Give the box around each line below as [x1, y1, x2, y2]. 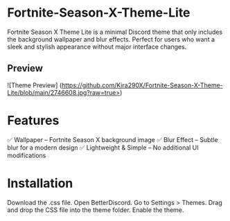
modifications [7, 151, 46, 159]
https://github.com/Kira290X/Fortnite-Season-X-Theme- [61, 81, 223, 89]
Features [7, 112, 60, 128]
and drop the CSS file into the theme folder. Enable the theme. [7, 206, 184, 214]
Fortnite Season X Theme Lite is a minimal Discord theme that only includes [7, 28, 223, 36]
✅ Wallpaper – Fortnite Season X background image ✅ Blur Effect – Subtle [7, 135, 218, 143]
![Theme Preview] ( [7, 81, 62, 89]
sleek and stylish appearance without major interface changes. [7, 42, 187, 51]
